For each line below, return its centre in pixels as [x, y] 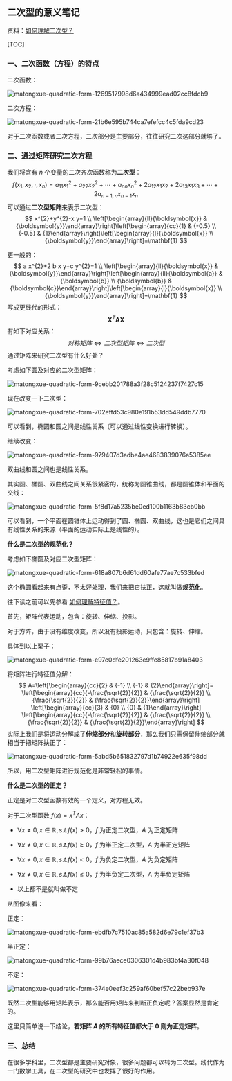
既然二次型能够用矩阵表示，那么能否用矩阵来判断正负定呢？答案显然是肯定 [113, 1003]
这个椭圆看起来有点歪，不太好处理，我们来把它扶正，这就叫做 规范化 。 [107, 587]
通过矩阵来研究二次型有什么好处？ [56, 355]
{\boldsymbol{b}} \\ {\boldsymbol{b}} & [116, 281]
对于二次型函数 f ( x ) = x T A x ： [48, 815]
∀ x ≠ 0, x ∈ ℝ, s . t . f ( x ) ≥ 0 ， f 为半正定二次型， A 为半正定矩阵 [104, 845]
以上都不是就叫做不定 [47, 888]
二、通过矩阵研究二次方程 [50, 156]
